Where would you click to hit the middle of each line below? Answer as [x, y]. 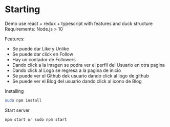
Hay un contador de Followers [44, 59]
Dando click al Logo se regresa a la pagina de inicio [67, 70]
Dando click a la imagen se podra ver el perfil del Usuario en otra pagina [88, 65]
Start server [17, 110]
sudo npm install [23, 100]
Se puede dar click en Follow [43, 54]
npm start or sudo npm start [36, 119]
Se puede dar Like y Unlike [40, 48]
